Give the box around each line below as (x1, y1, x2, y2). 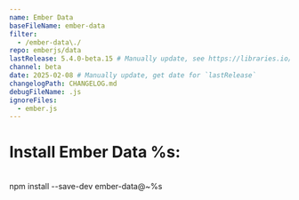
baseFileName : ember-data (9, 21, 105, 30)
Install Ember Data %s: (9, 142, 181, 163)
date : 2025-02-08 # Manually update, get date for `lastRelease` (9, 71, 256, 80)
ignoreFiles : (9, 95, 58, 105)
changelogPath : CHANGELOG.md (9, 79, 117, 88)
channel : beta (9, 63, 62, 72)
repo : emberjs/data (9, 46, 82, 55)
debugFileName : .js (9, 87, 82, 96)
